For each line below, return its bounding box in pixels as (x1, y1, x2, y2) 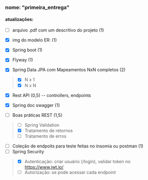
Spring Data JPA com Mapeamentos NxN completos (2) (12, 67, 126, 73)
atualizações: (5, 16, 34, 22)
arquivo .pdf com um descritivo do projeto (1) (12, 27, 105, 33)
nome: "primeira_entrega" (5, 4, 70, 11)
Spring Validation (24, 122, 60, 128)
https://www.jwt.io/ (24, 164, 64, 170)
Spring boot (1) (12, 47, 43, 53)
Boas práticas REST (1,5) (12, 112, 63, 118)
